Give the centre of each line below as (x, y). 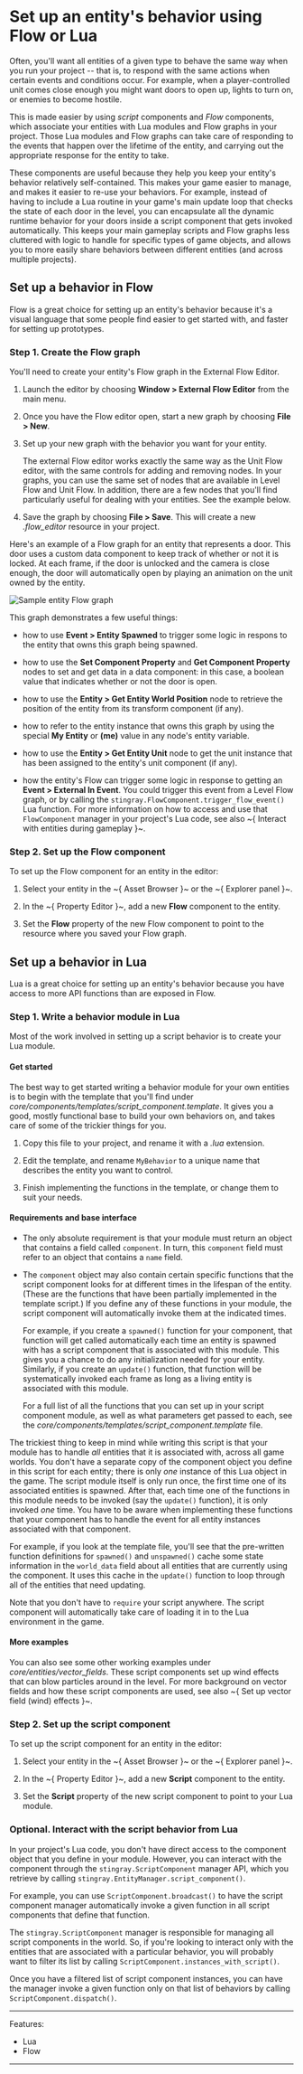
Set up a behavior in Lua (78, 962)
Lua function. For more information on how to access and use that (145, 809)
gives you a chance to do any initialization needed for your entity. (143, 1359)
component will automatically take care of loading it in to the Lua (129, 1612)
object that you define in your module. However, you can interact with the (146, 1859)
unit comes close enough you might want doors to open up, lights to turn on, (151, 90)
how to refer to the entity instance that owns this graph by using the (148, 726)
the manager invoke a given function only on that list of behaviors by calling (150, 1988)
